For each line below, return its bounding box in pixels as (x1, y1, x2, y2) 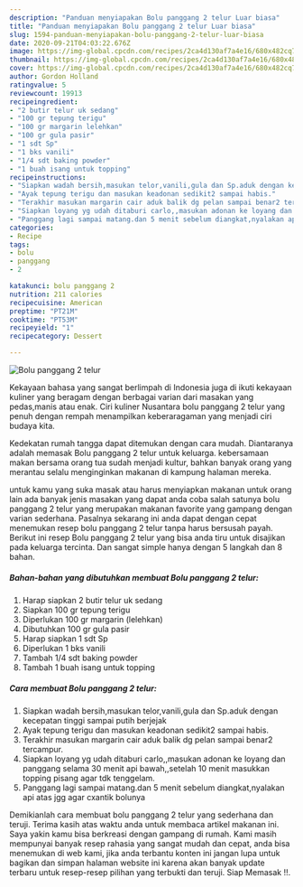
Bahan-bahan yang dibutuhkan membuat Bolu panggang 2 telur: (9, 572, 259, 583)
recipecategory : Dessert (9, 331, 103, 341)
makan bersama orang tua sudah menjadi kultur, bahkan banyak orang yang (9, 457, 292, 468)
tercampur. (22, 743, 63, 754)
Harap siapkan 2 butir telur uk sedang (22, 594, 163, 605)
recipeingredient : (9, 97, 78, 107)
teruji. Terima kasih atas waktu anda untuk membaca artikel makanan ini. (9, 818, 280, 829)
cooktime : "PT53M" (9, 315, 78, 324)
